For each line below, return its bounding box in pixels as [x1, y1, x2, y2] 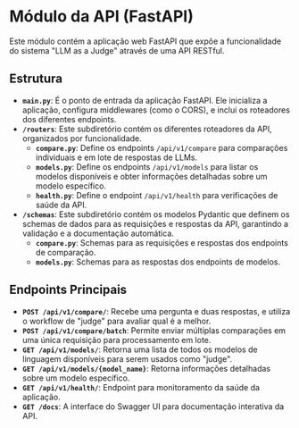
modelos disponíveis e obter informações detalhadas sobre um [35, 171, 268, 181]
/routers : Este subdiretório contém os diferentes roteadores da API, [21, 123, 272, 134]
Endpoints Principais [9, 282, 128, 298]
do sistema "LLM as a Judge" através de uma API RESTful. [9, 45, 225, 55]
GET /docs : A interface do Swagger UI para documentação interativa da [21, 400, 285, 412]
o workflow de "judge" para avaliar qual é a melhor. [21, 315, 212, 326]
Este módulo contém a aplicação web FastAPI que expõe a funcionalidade [9, 36, 282, 46]
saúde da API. [35, 199, 87, 210]
